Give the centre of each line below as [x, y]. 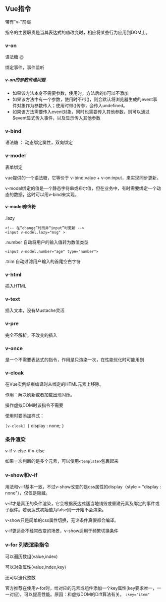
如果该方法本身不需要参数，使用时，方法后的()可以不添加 [70, 93]
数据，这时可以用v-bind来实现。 [46, 194]
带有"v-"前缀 [18, 22]
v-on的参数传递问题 [25, 80]
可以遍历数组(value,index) [31, 556]
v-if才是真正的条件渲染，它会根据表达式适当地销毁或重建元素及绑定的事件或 [83, 503]
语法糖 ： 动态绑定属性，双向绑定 [39, 142]
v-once [14, 348]
